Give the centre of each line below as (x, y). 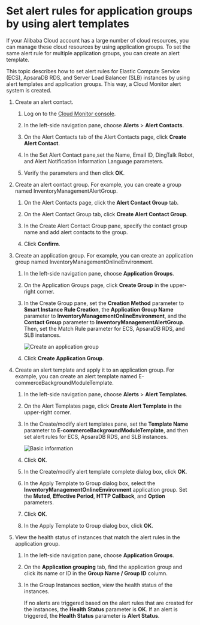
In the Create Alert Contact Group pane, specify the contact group (105, 226)
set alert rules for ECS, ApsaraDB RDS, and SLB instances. (96, 436)
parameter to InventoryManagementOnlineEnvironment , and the (105, 316)
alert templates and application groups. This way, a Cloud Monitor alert (94, 84)
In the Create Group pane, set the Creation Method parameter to (104, 303)
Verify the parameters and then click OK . (74, 173)
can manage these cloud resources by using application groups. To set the (98, 47)
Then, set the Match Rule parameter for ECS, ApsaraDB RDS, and (104, 328)
